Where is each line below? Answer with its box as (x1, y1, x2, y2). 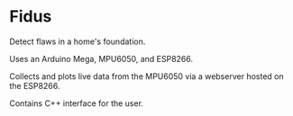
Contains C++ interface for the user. (9, 97, 144, 109)
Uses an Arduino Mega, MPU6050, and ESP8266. (9, 53, 194, 64)
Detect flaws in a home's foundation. (9, 36, 146, 47)
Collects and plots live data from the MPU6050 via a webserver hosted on (9, 70, 284, 82)
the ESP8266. (9, 80, 60, 91)
